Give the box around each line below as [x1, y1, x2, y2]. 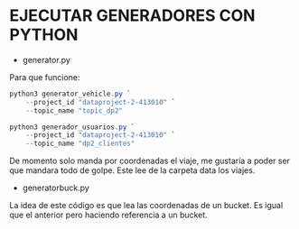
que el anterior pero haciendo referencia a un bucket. [9, 209, 208, 221]
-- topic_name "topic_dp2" [25, 105, 124, 115]
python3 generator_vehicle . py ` [9, 89, 131, 98]
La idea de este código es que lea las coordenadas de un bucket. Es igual [9, 200, 284, 211]
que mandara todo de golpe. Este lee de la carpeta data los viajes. [9, 165, 256, 176]
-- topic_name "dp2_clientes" [25, 139, 135, 149]
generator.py [22, 54, 70, 65]
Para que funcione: [9, 71, 80, 82]
